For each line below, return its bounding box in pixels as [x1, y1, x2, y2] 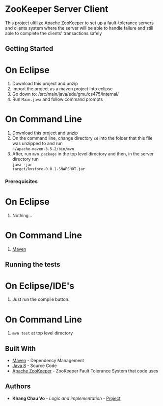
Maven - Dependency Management [12, 358, 84, 364]
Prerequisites [5, 178, 38, 185]
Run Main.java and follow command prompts [12, 96, 103, 102]
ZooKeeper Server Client [5, 3, 109, 15]
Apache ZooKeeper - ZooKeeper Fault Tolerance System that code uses [12, 368, 159, 374]
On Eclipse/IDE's [5, 280, 75, 292]
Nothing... [12, 213, 32, 219]
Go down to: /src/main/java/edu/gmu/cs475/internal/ [12, 91, 119, 97]
